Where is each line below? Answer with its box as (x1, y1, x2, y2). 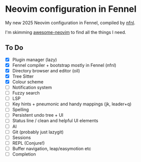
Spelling (12, 107, 29, 113)
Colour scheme (12, 79, 43, 85)
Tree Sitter (12, 73, 34, 79)
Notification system (12, 85, 52, 91)
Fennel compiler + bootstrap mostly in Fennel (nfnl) (12, 62, 117, 68)
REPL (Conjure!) (12, 140, 45, 146)
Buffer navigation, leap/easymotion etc (12, 145, 91, 151)
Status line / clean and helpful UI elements (12, 118, 99, 124)
